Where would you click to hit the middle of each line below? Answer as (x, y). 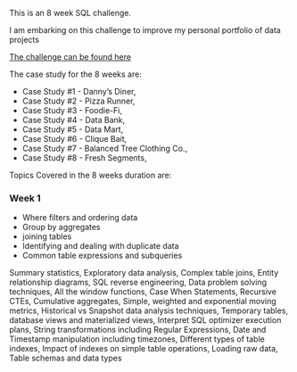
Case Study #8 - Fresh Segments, (84, 158)
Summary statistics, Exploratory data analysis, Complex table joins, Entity (144, 273)
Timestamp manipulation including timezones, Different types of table (137, 339)
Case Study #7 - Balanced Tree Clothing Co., (105, 148)
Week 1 (25, 198)
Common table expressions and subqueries (102, 256)
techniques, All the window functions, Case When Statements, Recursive (143, 292)
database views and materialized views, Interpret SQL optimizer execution (145, 320)
